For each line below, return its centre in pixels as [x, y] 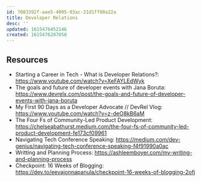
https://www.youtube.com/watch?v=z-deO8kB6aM [80, 113]
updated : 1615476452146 [37, 29]
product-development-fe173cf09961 [61, 133]
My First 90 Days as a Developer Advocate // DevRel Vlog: [89, 107]
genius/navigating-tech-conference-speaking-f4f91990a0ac [92, 146]
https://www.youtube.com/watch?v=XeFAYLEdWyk [80, 81]
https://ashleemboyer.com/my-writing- [144, 152]
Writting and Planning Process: [54, 152]
